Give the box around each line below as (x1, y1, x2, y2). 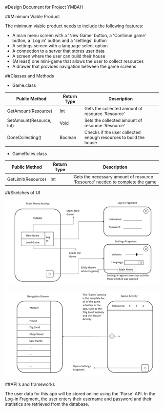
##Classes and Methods (5, 73, 55, 78)
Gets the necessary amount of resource (73, 174, 154, 179)
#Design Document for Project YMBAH (5, 4, 83, 10)
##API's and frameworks (5, 381, 55, 387)
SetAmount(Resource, (7, 117, 52, 123)
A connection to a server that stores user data (12, 48, 105, 54)
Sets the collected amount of (84, 117, 143, 123)
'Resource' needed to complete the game (73, 179, 157, 185)
